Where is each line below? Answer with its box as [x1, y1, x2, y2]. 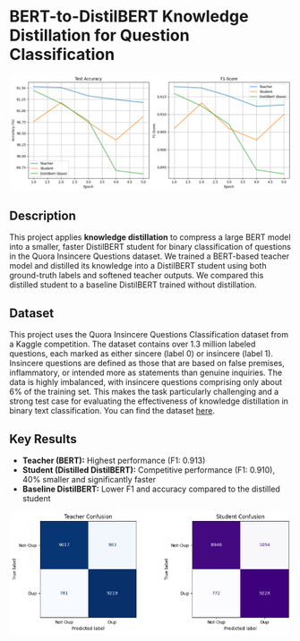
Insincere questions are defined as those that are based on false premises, [9, 358, 285, 369]
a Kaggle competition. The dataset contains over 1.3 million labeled [9, 338, 256, 350]
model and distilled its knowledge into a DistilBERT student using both [9, 261, 267, 271]
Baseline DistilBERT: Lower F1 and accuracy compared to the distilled [21, 483, 280, 494]
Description [9, 209, 76, 224]
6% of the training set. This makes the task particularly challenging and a [9, 387, 279, 397]
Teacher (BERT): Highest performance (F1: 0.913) [21, 455, 206, 466]
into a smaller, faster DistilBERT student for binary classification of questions [9, 242, 291, 252]
